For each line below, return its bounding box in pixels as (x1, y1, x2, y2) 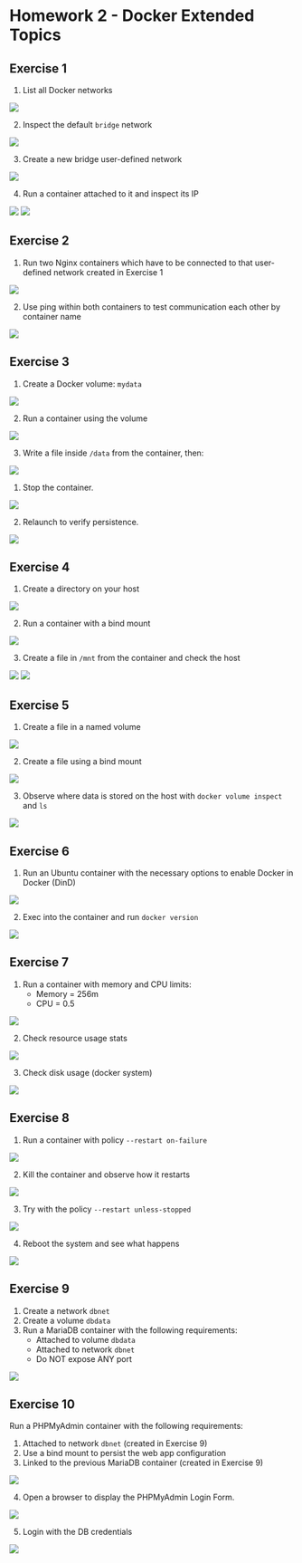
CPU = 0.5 (35, 998, 75, 1009)
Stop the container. (22, 482, 94, 493)
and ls (22, 801, 48, 811)
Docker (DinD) (22, 877, 77, 888)
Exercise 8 (9, 1110, 71, 1126)
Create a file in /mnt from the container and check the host (22, 653, 241, 664)
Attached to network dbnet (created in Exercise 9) (22, 1438, 208, 1449)
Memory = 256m (35, 988, 99, 999)
